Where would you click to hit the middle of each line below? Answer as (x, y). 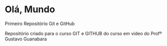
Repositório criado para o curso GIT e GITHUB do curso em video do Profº (83, 33)
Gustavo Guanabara (26, 39)
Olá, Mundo (30, 9)
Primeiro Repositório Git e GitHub (40, 24)
